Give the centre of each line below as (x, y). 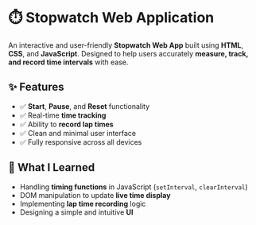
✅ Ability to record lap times (66, 124)
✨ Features (36, 87)
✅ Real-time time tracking (63, 115)
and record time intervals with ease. (68, 62)
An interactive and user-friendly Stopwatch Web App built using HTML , (126, 45)
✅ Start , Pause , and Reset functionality (85, 106)
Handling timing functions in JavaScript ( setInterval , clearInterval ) (134, 187)
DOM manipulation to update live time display (95, 195)
